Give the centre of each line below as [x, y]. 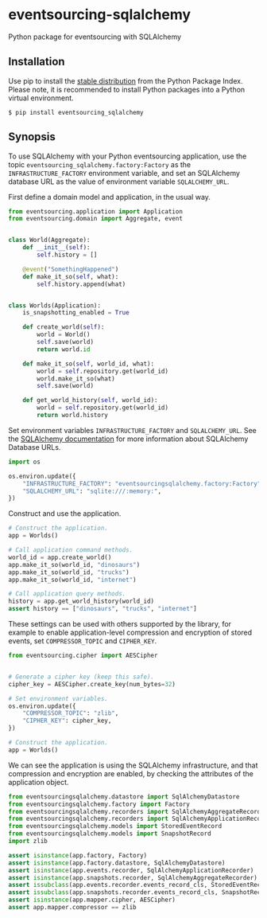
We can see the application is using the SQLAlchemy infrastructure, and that [133, 765]
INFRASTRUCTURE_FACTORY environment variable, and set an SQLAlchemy [124, 173]
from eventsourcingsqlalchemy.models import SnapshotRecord [110, 834]
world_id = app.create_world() [60, 557]
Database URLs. [35, 447]
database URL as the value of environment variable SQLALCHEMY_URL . [119, 182]
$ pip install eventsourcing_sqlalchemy [76, 112]
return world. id [64, 349]
